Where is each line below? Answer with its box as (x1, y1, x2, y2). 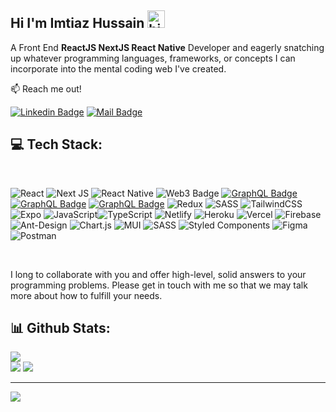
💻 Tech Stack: (10, 136, 103, 153)
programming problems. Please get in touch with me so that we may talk (10, 279, 308, 291)
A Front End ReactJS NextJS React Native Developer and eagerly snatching (10, 41, 325, 53)
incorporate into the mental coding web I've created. (10, 62, 227, 75)
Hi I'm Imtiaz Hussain (10, 15, 145, 32)
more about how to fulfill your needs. (10, 289, 163, 301)
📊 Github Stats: (10, 320, 111, 337)
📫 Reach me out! (10, 82, 82, 95)
